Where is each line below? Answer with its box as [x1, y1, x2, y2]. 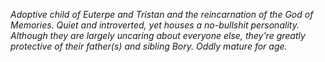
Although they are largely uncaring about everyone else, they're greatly [10, 30, 306, 41]
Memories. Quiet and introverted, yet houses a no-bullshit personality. [10, 19, 300, 31]
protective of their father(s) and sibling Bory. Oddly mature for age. [10, 40, 288, 52]
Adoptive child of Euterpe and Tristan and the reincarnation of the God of [10, 9, 314, 20]
